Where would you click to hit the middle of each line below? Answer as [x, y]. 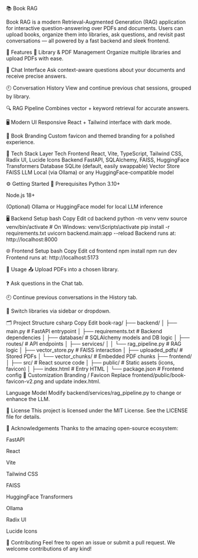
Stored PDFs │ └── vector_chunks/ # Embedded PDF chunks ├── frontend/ [99, 356]
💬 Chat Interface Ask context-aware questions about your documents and [96, 70]
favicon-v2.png [25, 381]
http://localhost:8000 [32, 239]
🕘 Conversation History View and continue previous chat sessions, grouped [99, 88]
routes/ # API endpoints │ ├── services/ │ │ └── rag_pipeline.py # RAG [94, 344]
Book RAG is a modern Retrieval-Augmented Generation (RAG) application [96, 22]
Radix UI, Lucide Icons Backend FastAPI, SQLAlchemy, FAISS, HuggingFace [98, 160]
